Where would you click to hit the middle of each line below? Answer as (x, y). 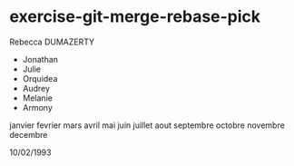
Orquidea (40, 78)
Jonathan (40, 59)
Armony (37, 107)
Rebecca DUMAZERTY (52, 42)
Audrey (36, 88)
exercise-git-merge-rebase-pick (135, 17)
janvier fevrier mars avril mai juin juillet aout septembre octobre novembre (147, 125)
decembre (29, 134)
